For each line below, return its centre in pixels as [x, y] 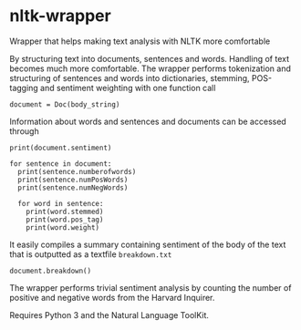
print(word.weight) [63, 227]
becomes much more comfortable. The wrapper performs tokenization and [150, 68]
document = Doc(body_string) [65, 104]
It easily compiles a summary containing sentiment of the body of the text [148, 244]
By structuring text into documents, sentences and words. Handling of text [150, 58]
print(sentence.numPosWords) [73, 180]
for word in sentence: [61, 203]
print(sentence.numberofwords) [77, 171]
